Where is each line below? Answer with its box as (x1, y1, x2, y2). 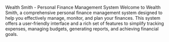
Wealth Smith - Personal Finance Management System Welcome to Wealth (5, 5, 161, 10)
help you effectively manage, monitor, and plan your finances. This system (5, 15, 160, 21)
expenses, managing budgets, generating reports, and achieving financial (5, 26, 159, 32)
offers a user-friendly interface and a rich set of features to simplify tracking (5, 20, 164, 26)
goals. (5, 31, 18, 37)
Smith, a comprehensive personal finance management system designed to (5, 10, 163, 16)
